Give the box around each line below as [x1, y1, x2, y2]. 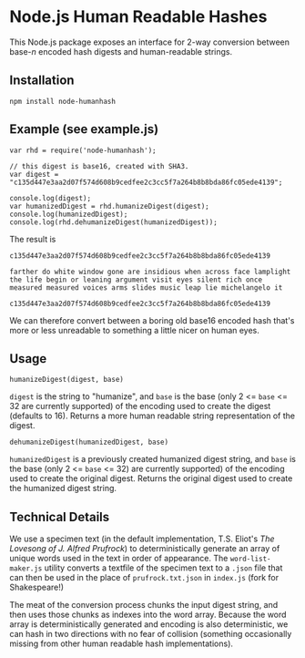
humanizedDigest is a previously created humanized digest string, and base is [9, 454, 296, 465]
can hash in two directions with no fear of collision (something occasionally [9, 629, 292, 640]
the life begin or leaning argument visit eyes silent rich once [9, 275, 262, 284]
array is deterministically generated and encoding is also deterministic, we [9, 619, 289, 630]
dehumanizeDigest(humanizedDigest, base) [9, 437, 169, 447]
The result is [9, 233, 56, 244]
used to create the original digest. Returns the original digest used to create [9, 473, 293, 484]
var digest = [9, 170, 59, 179]
